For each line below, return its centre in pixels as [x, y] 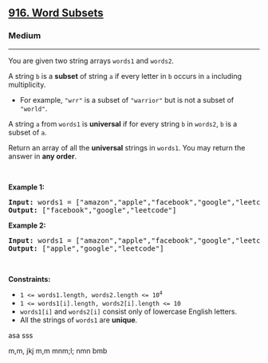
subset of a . [28, 132]
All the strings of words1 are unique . [79, 320]
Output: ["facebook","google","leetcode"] [93, 210]
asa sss [21, 335]
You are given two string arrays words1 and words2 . [91, 60]
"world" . [33, 108]
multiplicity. [27, 84]
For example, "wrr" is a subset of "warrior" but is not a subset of [127, 100]
